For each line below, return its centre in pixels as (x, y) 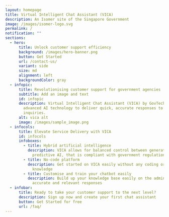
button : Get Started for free (50, 202)
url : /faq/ (30, 206)
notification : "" (23, 33)
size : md (28, 71)
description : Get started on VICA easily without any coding (93, 164)
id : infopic (31, 99)
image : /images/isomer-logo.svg (39, 24)
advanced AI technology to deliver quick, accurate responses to (93, 108)
